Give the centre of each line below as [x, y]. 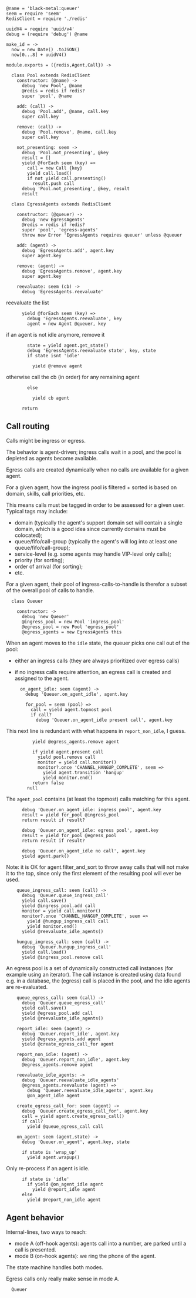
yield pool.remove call [66, 757]
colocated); [28, 535]
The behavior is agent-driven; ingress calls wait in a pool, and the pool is [94, 452]
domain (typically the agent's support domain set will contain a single [99, 522]
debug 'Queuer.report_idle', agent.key [70, 1034]
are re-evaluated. [27, 987]
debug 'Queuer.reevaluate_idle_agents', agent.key [90, 1090]
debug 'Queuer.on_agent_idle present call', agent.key [104, 720]
